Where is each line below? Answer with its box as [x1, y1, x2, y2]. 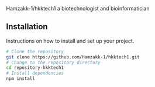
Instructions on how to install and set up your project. [6, 37, 135, 44]
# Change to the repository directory [6, 60, 101, 65]
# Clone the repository [6, 48, 64, 54]
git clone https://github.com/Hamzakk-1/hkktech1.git [6, 54, 140, 60]
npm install [6, 76, 35, 82]
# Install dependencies [6, 70, 64, 76]
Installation [6, 22, 48, 32]
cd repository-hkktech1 [6, 65, 64, 71]
